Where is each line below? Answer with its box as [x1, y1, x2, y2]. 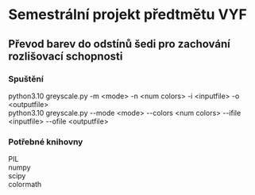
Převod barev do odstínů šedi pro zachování [8, 37, 230, 51]
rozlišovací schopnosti [8, 49, 123, 63]
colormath [8, 180, 42, 189]
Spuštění [8, 73, 44, 84]
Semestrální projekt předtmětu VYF [8, 6, 248, 24]
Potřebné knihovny [8, 136, 83, 147]
